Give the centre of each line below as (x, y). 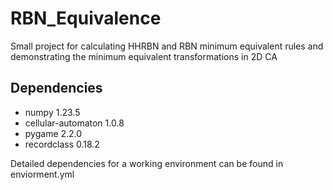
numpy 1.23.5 (52, 112)
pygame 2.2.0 (53, 133)
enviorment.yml (42, 174)
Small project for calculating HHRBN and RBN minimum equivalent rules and (167, 46)
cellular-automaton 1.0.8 (74, 123)
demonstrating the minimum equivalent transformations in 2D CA (144, 56)
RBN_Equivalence (86, 18)
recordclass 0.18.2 (62, 144)
